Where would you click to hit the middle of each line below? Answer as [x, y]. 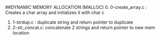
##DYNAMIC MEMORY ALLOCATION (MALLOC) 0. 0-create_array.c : [76, 7]
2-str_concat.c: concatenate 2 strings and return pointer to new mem [83, 27]
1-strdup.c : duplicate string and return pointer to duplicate [73, 22]
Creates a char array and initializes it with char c [55, 12]
